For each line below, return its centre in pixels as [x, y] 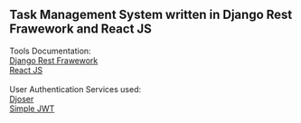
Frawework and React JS [80, 29]
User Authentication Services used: [75, 89]
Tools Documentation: [51, 51]
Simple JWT [32, 109]
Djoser [22, 99]
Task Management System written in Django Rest [151, 15]
